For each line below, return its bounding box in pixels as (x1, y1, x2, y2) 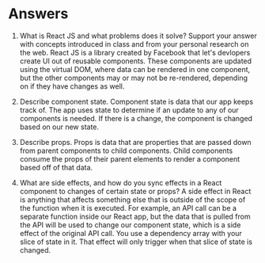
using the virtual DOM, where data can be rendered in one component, (19, 64, 251, 74)
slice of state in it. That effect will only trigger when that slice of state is (19, 237, 253, 246)
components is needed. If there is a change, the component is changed (19, 113, 253, 123)
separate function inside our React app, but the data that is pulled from (19, 212, 251, 221)
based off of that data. (19, 162, 93, 172)
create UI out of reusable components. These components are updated (19, 56, 252, 66)
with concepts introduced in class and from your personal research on (19, 39, 249, 48)
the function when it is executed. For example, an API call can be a (19, 203, 237, 212)
